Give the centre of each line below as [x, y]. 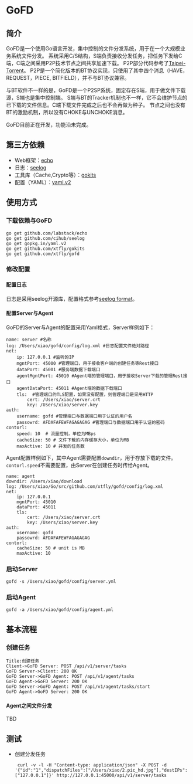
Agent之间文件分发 [29, 705]
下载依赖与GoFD [29, 220]
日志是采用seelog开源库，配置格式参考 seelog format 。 [72, 298]
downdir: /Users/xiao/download [44, 481]
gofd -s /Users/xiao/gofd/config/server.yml [61, 582]
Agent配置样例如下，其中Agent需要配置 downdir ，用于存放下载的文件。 [91, 457]
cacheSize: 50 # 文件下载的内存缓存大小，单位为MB [73, 440]
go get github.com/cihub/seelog [45, 238]
